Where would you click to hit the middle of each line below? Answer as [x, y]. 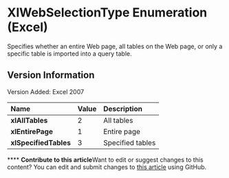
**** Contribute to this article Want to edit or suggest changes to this [106, 159]
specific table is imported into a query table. [69, 54]
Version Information [51, 75]
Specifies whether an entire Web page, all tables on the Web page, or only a [115, 46]
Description [123, 109]
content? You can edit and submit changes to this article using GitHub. [107, 167]
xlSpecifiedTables [41, 142]
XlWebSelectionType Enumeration [107, 13]
